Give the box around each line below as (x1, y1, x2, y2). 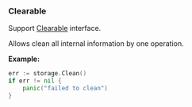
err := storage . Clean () (8, 70, 87, 78)
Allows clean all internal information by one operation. (8, 39, 184, 48)
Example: (8, 54, 40, 64)
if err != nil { (8, 77, 62, 85)
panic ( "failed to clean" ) (22, 85, 109, 93)
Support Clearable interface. (8, 24, 102, 33)
